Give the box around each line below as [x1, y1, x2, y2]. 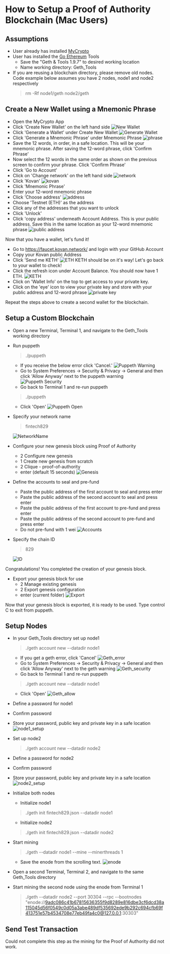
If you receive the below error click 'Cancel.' [20, 362, 113, 368]
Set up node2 [12, 736, 42, 742]
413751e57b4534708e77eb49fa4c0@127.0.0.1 [25, 910, 122, 916]
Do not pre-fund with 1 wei [20, 526, 76, 532]
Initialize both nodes [12, 790, 55, 796]
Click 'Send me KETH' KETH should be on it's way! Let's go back [12, 257, 164, 263]
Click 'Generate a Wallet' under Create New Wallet [12, 129, 118, 135]
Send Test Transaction [5, 925, 78, 933]
